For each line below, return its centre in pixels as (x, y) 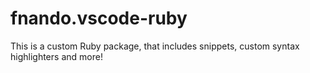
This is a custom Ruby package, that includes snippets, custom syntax (155, 46)
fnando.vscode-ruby (99, 18)
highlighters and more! (56, 56)
